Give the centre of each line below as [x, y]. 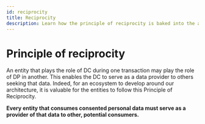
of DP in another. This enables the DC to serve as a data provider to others [100, 77]
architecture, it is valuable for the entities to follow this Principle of [89, 90]
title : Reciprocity [31, 18]
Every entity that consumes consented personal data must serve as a [96, 108]
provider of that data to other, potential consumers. [73, 115]
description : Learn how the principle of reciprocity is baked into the [101, 23]
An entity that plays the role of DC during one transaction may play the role [100, 70]
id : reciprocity [27, 12]
